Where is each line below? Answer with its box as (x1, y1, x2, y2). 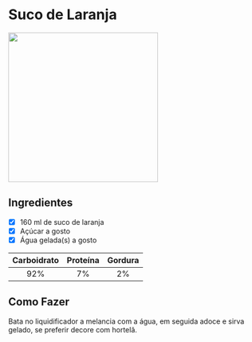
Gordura (107, 254, 140, 265)
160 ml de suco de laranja (19, 217, 104, 226)
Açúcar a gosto (19, 226, 70, 236)
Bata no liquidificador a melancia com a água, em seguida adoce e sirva (8, 316, 245, 326)
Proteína (66, 254, 100, 265)
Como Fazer (8, 295, 70, 309)
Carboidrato (12, 254, 60, 265)
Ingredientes (8, 196, 73, 210)
